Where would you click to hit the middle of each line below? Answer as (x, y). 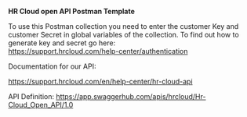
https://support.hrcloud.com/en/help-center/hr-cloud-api (101, 82)
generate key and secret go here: (62, 43)
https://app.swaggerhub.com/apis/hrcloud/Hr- (131, 96)
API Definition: (31, 96)
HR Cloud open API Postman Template (72, 11)
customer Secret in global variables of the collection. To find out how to (123, 35)
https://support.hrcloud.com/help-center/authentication (98, 51)
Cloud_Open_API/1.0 (41, 105)
